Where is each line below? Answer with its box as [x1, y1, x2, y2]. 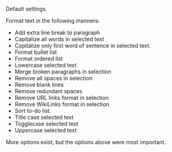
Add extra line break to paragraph [14, 29, 100, 36]
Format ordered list [14, 55, 63, 62]
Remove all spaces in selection [14, 75, 93, 82]
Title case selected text [14, 113, 74, 121]
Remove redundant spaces [14, 88, 83, 94]
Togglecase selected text [14, 120, 79, 127]
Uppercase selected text [14, 127, 77, 134]
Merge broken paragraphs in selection [14, 68, 111, 75]
